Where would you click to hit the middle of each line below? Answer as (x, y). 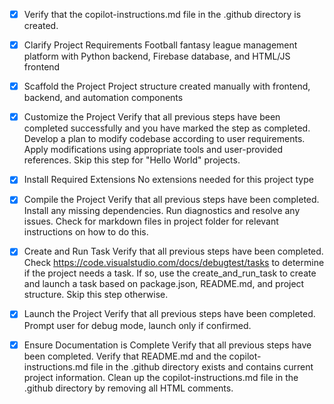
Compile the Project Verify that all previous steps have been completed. (171, 200)
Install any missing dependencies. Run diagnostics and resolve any (162, 211)
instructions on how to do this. (86, 232)
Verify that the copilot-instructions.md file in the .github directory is (162, 14)
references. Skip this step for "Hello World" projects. (132, 160)
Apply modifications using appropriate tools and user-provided (153, 150)
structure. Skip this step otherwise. (96, 295)
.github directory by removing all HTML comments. (128, 388)
